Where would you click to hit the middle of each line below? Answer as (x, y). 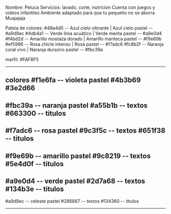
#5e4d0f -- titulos (35, 164)
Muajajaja (15, 18)
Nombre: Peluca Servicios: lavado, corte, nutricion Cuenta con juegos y (80, 7)
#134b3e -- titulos (35, 189)
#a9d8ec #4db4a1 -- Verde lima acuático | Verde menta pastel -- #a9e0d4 (83, 33)
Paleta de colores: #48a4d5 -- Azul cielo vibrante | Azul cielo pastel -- (79, 28)
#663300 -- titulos (36, 113)
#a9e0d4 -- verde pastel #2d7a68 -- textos (75, 181)
